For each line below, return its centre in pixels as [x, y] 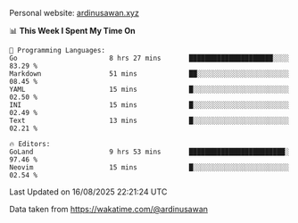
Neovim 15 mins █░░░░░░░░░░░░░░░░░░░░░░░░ [149, 168]
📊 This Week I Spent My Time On [72, 31]
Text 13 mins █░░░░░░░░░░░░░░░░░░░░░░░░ [149, 120]
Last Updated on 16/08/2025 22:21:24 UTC [88, 192]
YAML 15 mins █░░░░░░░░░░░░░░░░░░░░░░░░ [149, 89]
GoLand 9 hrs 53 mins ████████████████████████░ [149, 152]
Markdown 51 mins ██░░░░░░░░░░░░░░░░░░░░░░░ [149, 74]
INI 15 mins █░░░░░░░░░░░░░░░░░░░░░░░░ [149, 105]
